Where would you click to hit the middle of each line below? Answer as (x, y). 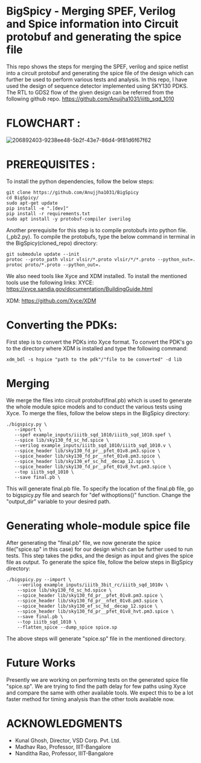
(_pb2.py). (19, 236)
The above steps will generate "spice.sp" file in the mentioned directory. (96, 638)
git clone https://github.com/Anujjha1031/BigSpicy (72, 192)
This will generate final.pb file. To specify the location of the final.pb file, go (100, 488)
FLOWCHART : (43, 123)
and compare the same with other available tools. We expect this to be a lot (100, 693)
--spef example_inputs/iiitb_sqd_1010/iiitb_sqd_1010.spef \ (93, 435)
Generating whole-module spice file (98, 526)
